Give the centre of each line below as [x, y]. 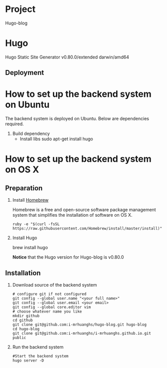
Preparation [24, 188]
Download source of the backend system [55, 285]
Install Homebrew [30, 200]
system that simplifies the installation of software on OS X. [72, 215]
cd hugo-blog [26, 329]
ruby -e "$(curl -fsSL [36, 224]
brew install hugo [30, 248]
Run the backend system [38, 347]
